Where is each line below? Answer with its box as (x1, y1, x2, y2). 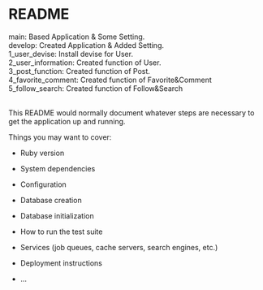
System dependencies (19, 163, 96, 173)
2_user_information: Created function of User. (8, 58, 162, 67)
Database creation (19, 195, 83, 205)
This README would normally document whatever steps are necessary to (8, 107, 255, 118)
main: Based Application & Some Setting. (8, 32, 145, 41)
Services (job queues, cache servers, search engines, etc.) (19, 242, 218, 252)
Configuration (19, 180, 67, 189)
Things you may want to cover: (8, 132, 112, 142)
